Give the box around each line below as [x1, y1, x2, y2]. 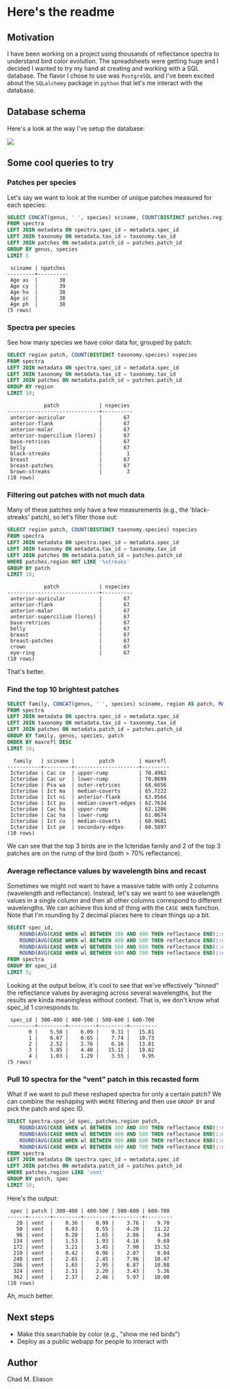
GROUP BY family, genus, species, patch [7, 732, 125, 739]
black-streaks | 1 [10, 451, 130, 458]
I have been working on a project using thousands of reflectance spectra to [7, 49, 220, 58]
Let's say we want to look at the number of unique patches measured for [7, 193, 212, 201]
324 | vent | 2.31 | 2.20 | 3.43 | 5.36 [13, 1267, 170, 1274]
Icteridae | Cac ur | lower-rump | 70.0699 [10, 776, 167, 782]
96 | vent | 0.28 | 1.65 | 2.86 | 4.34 [16, 1231, 170, 1239]
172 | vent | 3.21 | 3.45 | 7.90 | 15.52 [13, 1243, 170, 1250]
